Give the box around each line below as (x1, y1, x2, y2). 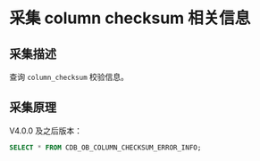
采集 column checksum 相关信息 (9, 8, 251, 28)
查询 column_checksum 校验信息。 (9, 72, 130, 82)
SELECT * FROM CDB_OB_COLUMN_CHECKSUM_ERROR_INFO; (9, 143, 202, 152)
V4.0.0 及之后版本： (9, 125, 83, 136)
